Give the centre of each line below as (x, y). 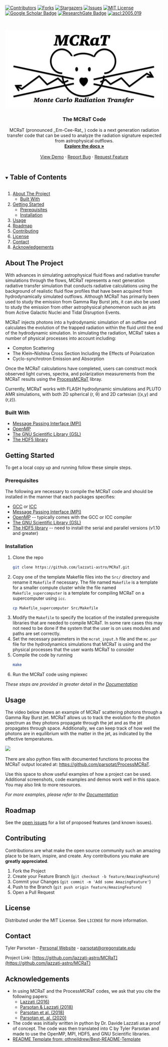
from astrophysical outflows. (84, 141)
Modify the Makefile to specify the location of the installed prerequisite (86, 618)
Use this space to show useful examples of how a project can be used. (78, 774)
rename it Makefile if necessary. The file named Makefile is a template (85, 582)
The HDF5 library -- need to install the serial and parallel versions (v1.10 (86, 528)
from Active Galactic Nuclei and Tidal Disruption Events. (63, 312)
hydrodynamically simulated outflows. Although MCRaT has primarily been (82, 296)
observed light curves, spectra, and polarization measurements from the (80, 374)
